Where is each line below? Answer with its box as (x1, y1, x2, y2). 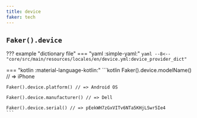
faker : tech (6, 14, 36, 20)
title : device (6, 8, 42, 15)
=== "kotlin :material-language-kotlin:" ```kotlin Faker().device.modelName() (6, 67, 192, 74)
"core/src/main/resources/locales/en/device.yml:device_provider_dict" (6, 57, 187, 63)
